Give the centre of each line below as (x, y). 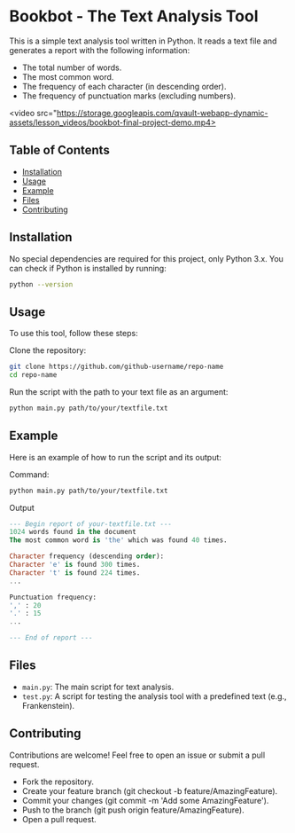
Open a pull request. (59, 819)
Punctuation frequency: (53, 597)
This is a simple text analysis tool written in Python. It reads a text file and (143, 41)
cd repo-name (33, 375)
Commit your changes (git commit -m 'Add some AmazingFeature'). (145, 800)
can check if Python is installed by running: (88, 268)
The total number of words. (72, 67)
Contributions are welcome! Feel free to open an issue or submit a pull (137, 755)
